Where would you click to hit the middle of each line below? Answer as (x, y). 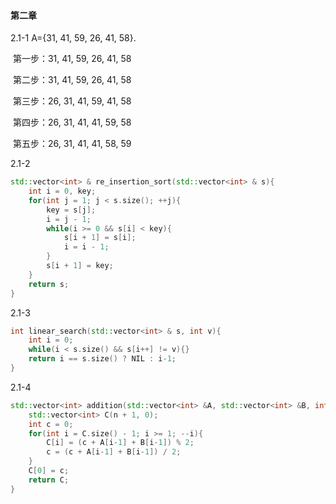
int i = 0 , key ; (62, 191)
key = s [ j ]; (71, 210)
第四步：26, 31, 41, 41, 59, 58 (72, 122)
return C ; (49, 480)
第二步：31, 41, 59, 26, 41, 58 (72, 80)
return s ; (49, 284)
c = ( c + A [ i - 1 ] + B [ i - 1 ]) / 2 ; (114, 452)
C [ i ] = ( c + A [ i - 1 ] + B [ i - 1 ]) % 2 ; (120, 443)
